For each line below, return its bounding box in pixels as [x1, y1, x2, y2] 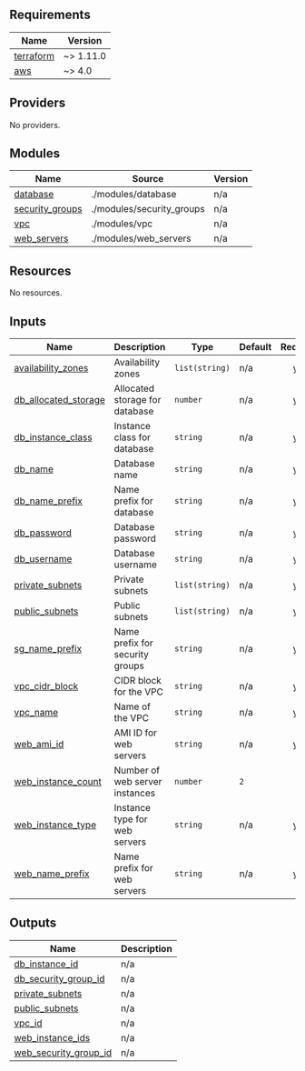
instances [113, 786, 156, 799]
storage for [113, 394, 162, 406]
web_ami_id [14, 738, 64, 751]
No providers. [9, 119, 61, 130]
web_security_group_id [14, 1046, 113, 1058]
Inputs [9, 314, 47, 329]
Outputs [9, 916, 57, 931]
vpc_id [14, 1016, 43, 1029]
